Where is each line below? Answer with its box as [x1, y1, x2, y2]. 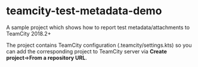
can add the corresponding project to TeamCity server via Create [6, 47, 167, 55]
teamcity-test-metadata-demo [6, 4, 162, 18]
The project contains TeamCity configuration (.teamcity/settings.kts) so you [6, 42, 192, 49]
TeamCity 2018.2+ [6, 30, 51, 37]
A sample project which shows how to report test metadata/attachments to [6, 24, 190, 31]
